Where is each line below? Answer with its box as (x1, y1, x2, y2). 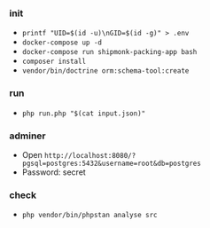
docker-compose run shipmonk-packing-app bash (21, 48, 198, 57)
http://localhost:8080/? (43, 151, 136, 160)
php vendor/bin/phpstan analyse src (21, 211, 158, 220)
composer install (21, 57, 87, 67)
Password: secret (21, 167, 86, 177)
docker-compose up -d (21, 38, 102, 47)
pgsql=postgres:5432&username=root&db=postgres (21, 159, 201, 168)
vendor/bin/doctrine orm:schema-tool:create (21, 67, 190, 75)
